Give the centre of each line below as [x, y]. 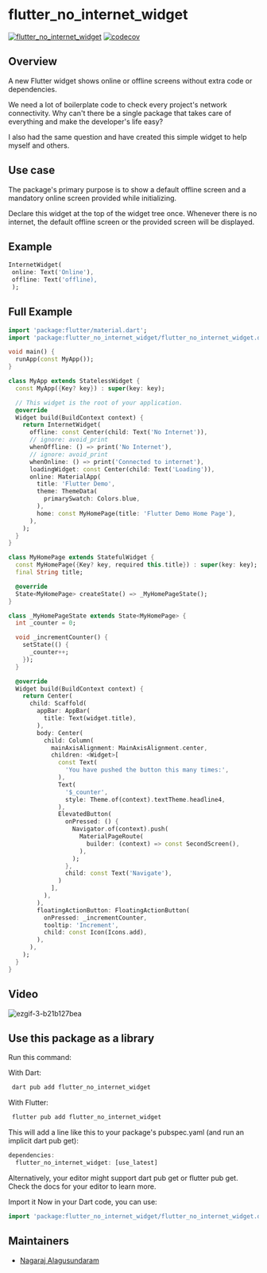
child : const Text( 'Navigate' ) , [118, 873]
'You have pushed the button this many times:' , [147, 770]
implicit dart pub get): [44, 1141]
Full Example [41, 312]
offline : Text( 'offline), [54, 280]
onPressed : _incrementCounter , [95, 918]
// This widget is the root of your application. [99, 403]
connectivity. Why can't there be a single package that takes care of [120, 113]
